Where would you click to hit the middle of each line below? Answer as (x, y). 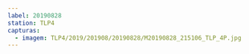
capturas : (24, 30)
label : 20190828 (35, 15)
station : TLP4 (31, 23)
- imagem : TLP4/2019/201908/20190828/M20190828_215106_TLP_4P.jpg (128, 38)
